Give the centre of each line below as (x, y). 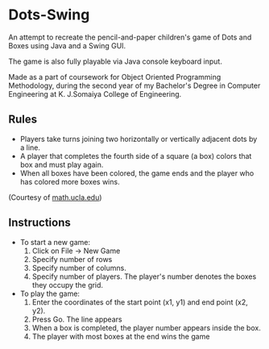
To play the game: (50, 293)
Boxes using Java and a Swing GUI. (67, 45)
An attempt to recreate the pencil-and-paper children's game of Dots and (130, 37)
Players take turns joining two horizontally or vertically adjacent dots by (139, 139)
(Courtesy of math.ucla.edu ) (55, 197)
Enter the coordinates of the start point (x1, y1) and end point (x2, (140, 302)
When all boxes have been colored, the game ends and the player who (137, 173)
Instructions (39, 223)
